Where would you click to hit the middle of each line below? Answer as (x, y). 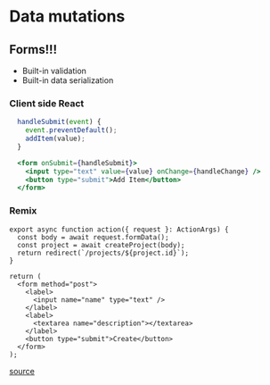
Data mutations (67, 17)
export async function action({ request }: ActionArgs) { (119, 230)
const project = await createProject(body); (101, 245)
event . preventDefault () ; (71, 130)
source (22, 371)
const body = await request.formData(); (93, 237)
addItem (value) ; (56, 139)
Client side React (47, 103)
